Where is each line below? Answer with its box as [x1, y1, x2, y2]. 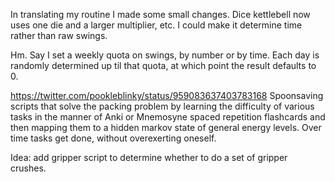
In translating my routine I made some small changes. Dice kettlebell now [10, 9, 311, 20]
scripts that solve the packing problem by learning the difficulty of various [10, 100, 315, 112]
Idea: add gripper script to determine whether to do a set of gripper [10, 152, 288, 163]
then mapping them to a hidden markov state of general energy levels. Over [10, 122, 322, 133]
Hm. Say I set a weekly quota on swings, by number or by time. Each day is [10, 49, 320, 61]
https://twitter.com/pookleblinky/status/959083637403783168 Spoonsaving [10, 90, 324, 101]
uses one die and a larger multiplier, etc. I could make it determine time [10, 19, 303, 31]
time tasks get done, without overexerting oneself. [10, 132, 217, 144]
